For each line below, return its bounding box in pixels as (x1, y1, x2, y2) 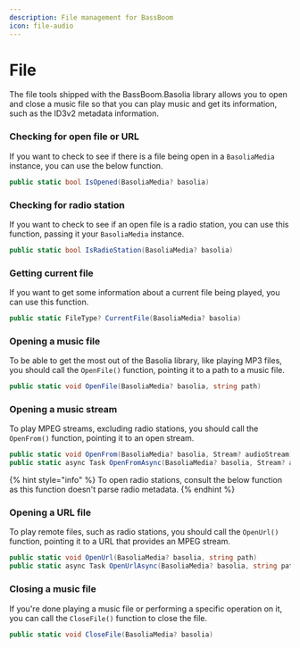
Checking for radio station (9, 198, 125, 211)
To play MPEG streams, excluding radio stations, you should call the (9, 423, 259, 434)
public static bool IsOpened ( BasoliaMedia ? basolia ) (9, 178, 210, 187)
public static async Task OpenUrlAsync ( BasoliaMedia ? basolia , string (9, 561, 278, 571)
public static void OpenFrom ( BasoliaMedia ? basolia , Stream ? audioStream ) (9, 450, 294, 460)
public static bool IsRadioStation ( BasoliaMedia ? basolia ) (9, 245, 234, 254)
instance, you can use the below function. (9, 160, 163, 170)
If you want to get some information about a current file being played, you (9, 287, 280, 298)
